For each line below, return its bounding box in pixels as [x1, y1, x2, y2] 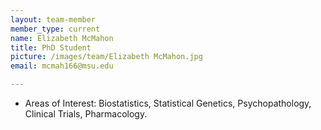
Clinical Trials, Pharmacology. [24, 108, 148, 120]
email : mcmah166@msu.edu [10, 61, 114, 71]
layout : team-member [10, 14, 97, 25]
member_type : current [10, 24, 101, 34]
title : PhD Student [10, 42, 92, 53]
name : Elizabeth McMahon [10, 33, 114, 43]
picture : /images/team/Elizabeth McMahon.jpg [10, 52, 203, 62]
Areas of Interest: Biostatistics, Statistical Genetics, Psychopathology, [24, 97, 312, 109]
